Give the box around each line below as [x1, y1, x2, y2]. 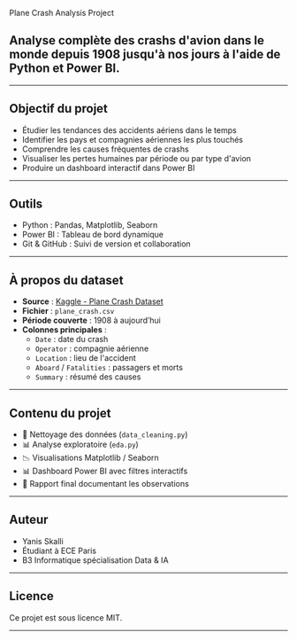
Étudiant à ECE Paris [21, 545, 97, 556]
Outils [9, 197, 43, 212]
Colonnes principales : [21, 324, 108, 335]
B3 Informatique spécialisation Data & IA [21, 554, 170, 566]
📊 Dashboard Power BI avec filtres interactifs [21, 465, 188, 477]
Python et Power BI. [9, 61, 120, 76]
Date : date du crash [34, 334, 109, 345]
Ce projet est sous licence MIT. [9, 612, 123, 623]
